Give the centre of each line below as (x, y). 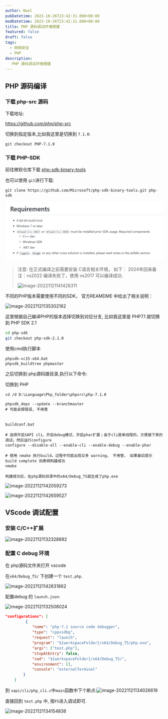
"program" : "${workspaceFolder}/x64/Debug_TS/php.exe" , (92, 643)
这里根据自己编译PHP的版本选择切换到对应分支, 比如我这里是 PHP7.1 (75, 316)
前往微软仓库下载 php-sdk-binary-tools (46, 170)
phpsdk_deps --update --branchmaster (45, 404)
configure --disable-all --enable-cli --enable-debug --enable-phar (78, 445)
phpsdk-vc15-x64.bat (27, 358)
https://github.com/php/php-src (38, 124)
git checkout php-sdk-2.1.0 (35, 338)
